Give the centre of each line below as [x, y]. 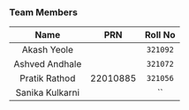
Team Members [43, 12]
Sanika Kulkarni [48, 92]
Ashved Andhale [48, 64]
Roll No [160, 35]
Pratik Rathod [48, 78]
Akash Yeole [47, 50]
